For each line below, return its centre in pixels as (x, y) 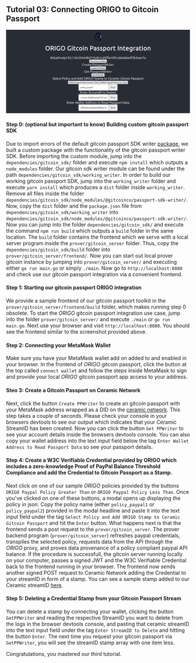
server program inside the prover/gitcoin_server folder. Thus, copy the (92, 243)
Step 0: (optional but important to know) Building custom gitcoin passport (97, 125)
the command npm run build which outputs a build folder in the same (90, 231)
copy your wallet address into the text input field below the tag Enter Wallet (98, 441)
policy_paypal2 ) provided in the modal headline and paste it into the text (93, 510)
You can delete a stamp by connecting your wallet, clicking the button (90, 612)
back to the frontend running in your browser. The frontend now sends (91, 566)
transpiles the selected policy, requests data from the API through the (90, 541)
